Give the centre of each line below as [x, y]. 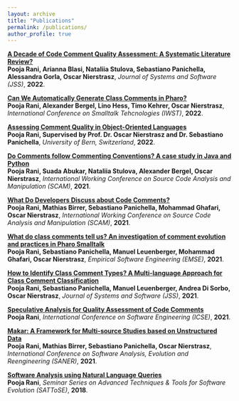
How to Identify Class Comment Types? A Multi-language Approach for [115, 273]
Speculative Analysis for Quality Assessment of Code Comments [106, 310]
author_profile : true [39, 34]
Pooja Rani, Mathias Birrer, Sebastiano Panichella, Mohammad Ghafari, [114, 208]
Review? [20, 62]
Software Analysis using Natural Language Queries [85, 375]
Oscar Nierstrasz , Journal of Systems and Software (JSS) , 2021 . [103, 296]
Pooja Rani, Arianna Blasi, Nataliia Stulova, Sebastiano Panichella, [106, 69]
